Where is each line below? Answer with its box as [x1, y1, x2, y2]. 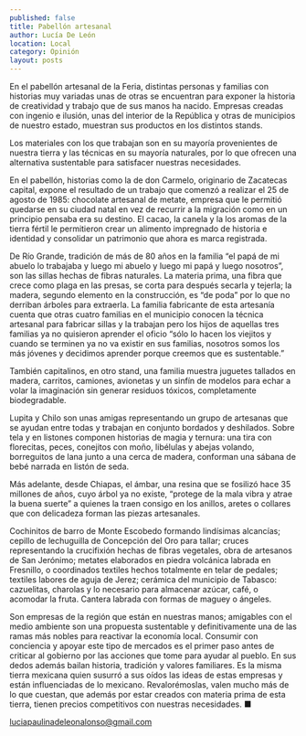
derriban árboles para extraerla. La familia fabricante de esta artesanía [9, 299, 276, 310]
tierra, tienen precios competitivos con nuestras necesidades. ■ [9, 699, 252, 709]
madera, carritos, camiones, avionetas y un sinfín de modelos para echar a [9, 376, 291, 386]
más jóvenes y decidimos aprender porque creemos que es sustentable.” [9, 348, 285, 358]
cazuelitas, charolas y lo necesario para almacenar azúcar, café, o [9, 584, 259, 594]
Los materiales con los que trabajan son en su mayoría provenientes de [9, 138, 279, 148]
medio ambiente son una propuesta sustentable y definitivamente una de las [9, 621, 297, 632]
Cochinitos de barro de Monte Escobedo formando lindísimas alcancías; [9, 526, 281, 536]
